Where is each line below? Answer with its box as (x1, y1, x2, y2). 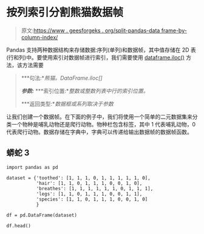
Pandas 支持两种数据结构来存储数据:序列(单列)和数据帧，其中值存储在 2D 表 (6, 46, 196, 53)
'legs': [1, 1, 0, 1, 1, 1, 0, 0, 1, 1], (36, 191, 143, 197)
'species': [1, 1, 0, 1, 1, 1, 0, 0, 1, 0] (36, 196, 148, 202)
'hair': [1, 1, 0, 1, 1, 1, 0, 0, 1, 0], (36, 180, 143, 186)
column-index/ (21, 33, 58, 41)
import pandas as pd (6, 164, 59, 170)
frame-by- (161, 27, 187, 34)
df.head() (6, 222, 32, 229)
